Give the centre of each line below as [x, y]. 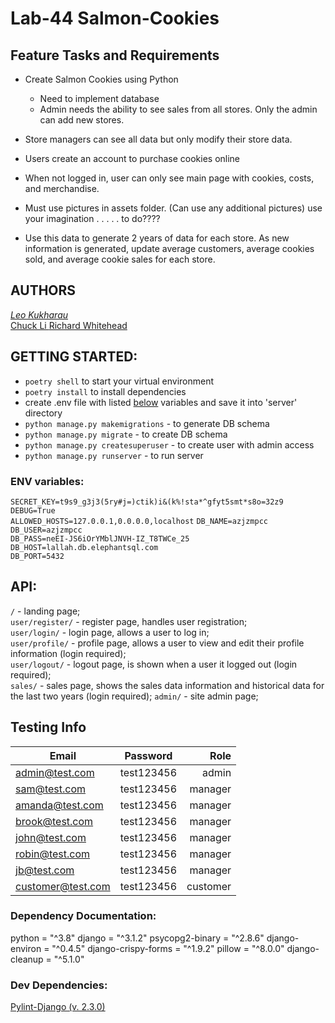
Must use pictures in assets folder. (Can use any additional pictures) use [173, 208]
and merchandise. [62, 188]
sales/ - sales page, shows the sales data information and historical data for [167, 685]
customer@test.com [63, 886]
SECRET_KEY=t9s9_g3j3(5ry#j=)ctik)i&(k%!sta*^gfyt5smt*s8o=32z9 [147, 502]
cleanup [27, 959]
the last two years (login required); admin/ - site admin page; [134, 696]
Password [148, 755]
